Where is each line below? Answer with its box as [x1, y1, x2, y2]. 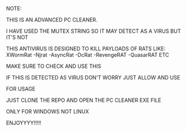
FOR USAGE [6, 85, 36, 92]
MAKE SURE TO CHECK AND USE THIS [6, 63, 101, 70]
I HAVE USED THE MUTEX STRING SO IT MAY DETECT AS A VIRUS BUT [6, 27, 181, 35]
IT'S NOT [6, 34, 28, 40]
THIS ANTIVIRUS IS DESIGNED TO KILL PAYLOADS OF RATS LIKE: [6, 45, 166, 52]
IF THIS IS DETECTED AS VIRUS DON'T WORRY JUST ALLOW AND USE [6, 74, 181, 81]
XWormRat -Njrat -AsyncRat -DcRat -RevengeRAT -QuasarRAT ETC [6, 51, 169, 58]
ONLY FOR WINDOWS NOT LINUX [6, 108, 89, 115]
